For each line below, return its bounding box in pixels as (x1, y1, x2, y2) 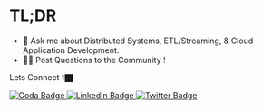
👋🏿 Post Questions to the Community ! (22, 54, 166, 65)
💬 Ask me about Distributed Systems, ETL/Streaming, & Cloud (22, 35, 254, 46)
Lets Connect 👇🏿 (9, 71, 73, 82)
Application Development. (22, 44, 120, 55)
